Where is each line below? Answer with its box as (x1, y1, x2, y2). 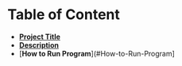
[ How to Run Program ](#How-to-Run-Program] (18, 49, 176, 58)
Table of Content (7, 6, 121, 24)
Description (18, 40, 59, 49)
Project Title (18, 32, 61, 41)
